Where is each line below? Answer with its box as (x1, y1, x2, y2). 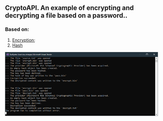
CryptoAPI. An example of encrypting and (5, 4, 134, 12)
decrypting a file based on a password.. (5, 12, 128, 20)
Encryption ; (12, 37, 35, 43)
